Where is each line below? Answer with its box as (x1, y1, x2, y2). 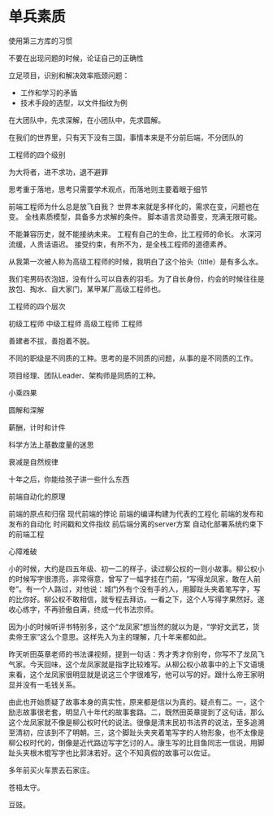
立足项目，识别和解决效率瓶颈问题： (8, 70, 130, 80)
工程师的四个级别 (8, 150, 66, 159)
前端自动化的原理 (8, 492, 66, 501)
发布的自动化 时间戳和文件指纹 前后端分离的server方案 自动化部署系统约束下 (8, 518, 264, 529)
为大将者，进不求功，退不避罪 (8, 167, 108, 177)
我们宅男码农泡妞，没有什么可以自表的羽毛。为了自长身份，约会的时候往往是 (8, 273, 265, 283)
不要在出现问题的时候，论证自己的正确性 (8, 53, 144, 63)
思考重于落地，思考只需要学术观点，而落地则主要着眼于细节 (8, 184, 208, 194)
